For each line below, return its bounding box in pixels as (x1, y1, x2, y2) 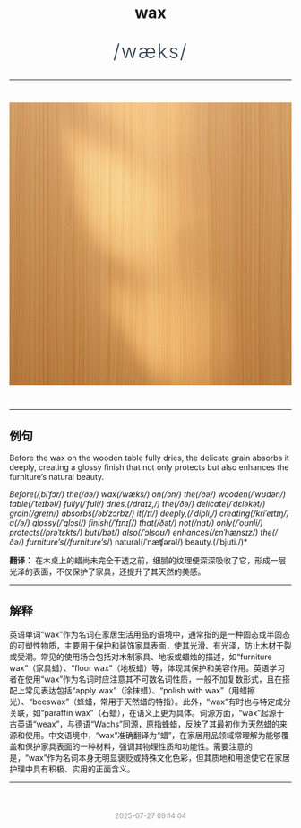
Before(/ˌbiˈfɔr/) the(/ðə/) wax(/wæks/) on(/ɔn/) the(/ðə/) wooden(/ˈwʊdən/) (9, 489, 287, 500)
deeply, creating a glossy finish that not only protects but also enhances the (9, 462, 289, 473)
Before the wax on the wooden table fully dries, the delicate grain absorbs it (9, 452, 289, 463)
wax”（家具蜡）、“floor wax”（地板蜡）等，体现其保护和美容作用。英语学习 (9, 662, 285, 673)
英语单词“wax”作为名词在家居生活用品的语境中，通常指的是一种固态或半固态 (9, 629, 291, 640)
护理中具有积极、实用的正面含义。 (9, 763, 135, 774)
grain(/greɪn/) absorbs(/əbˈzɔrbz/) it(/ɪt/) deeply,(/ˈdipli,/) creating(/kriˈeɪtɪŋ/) (9, 508, 289, 519)
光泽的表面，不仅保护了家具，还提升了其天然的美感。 (9, 566, 206, 577)
